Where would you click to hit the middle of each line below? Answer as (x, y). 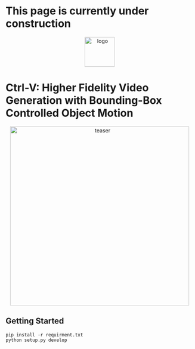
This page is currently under (77, 11)
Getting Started (35, 321)
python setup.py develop (36, 340)
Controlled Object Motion (69, 113)
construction (38, 24)
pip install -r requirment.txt (44, 335)
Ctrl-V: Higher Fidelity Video (77, 88)
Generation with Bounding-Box (84, 101)
